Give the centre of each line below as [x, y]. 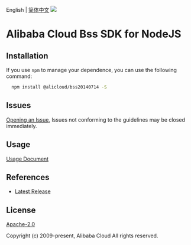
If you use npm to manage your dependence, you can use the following [92, 70]
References [28, 177]
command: [19, 76]
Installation [27, 56]
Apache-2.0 [21, 224]
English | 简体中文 [28, 10]
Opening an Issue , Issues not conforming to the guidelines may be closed [96, 120]
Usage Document [27, 159]
